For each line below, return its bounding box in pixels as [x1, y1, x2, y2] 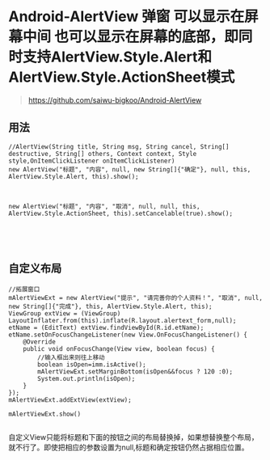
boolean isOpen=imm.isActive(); [37, 361, 147, 369]
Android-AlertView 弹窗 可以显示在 [8, 7, 245, 26]
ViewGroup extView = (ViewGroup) [8, 309, 121, 318]
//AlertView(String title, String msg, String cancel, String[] [8, 142, 230, 150]
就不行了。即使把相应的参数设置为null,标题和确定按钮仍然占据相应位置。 [8, 442, 249, 452]
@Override [23, 337, 57, 346]
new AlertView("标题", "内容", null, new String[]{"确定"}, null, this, [8, 165, 251, 174]
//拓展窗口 [8, 285, 40, 293]
